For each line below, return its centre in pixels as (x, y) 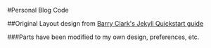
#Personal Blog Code (38, 10)
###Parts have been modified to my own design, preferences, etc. (103, 37)
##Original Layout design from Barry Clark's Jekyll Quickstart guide (105, 23)
